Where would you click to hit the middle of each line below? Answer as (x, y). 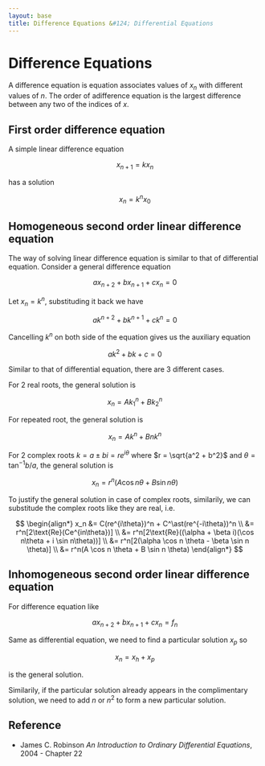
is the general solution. (46, 675)
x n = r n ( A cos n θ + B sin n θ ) (135, 482)
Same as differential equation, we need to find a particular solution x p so (128, 640)
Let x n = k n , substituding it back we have (76, 301)
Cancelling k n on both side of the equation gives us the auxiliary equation (130, 336)
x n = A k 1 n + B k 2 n (135, 402)
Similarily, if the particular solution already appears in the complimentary (128, 690)
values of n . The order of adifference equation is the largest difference (125, 96)
